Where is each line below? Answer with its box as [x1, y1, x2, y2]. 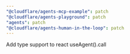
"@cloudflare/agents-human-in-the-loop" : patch [6, 25, 125, 31]
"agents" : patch [6, 19, 46, 25]
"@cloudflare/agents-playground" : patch [6, 14, 107, 20]
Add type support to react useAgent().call [6, 41, 107, 48]
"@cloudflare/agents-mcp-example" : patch [6, 8, 109, 15]
